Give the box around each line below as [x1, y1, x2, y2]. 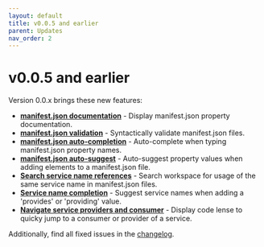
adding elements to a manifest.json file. [19, 163, 151, 172]
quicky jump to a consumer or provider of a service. [19, 214, 192, 224]
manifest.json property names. [19, 146, 122, 155]
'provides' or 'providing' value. [19, 196, 122, 206]
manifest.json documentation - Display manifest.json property [19, 111, 231, 121]
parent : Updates [8, 27, 63, 35]
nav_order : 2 [8, 34, 52, 43]
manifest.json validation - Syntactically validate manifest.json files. [19, 128, 245, 138]
